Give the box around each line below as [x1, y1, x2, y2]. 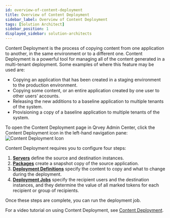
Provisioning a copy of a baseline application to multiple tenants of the [12, 109, 160, 115]
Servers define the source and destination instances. [12, 155, 124, 161]
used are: [5, 67, 25, 73]
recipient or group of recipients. [12, 187, 80, 194]
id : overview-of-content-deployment [5, 7, 83, 13]
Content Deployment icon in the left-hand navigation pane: [5, 130, 128, 135]
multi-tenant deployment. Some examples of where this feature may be [5, 62, 154, 67]
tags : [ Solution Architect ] [5, 21, 65, 27]
